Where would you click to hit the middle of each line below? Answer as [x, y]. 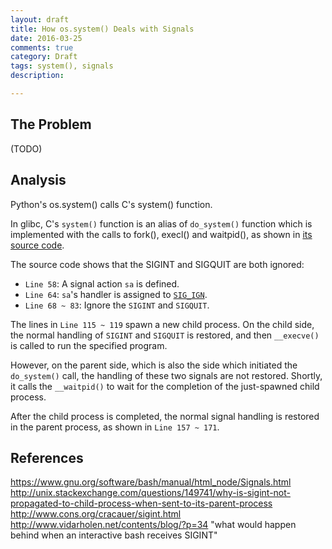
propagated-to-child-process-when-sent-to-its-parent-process [141, 503]
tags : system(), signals [62, 66]
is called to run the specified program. [89, 345]
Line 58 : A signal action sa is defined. [102, 283]
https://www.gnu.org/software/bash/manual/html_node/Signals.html [151, 482]
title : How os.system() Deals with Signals [102, 29]
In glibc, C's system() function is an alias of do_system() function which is [161, 223]
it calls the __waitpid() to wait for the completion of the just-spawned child [165, 386]
